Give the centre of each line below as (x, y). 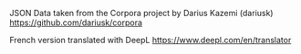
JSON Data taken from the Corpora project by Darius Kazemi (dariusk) (141, 13)
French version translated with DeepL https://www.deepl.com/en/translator (150, 40)
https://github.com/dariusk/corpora (76, 22)
